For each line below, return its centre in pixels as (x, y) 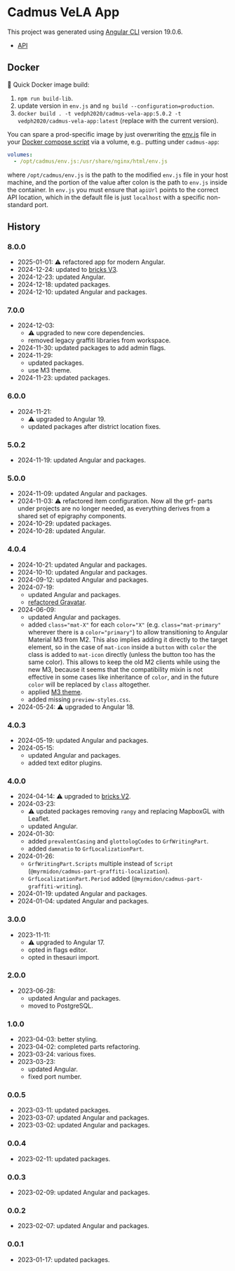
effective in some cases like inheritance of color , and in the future (123, 677)
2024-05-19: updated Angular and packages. (83, 740)
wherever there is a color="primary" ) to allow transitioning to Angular (128, 632)
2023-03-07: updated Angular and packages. (83, 1117)
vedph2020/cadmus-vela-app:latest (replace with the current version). (118, 120)
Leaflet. (39, 819)
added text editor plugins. (65, 763)
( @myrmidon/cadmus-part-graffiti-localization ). (99, 871)
